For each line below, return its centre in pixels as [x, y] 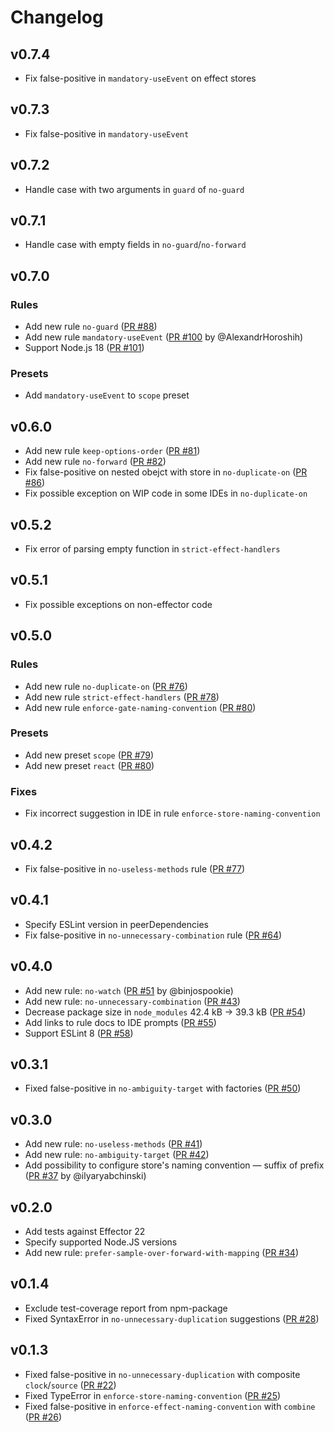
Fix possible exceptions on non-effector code [118, 604]
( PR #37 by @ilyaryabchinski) [85, 1176]
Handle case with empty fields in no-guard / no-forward [135, 245]
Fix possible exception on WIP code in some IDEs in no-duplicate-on [166, 493]
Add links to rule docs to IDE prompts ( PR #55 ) [120, 1022]
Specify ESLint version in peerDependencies [116, 924]
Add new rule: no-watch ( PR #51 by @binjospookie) [129, 990]
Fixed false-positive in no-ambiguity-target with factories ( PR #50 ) [163, 1088]
